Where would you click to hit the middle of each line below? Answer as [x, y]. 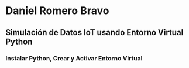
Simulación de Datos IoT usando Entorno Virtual [94, 33]
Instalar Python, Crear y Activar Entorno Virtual [74, 58]
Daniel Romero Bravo [57, 11]
